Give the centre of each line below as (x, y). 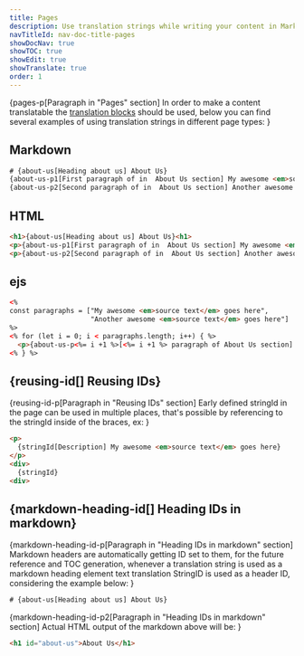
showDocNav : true (42, 43)
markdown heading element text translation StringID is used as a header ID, (150, 574)
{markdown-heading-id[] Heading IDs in (125, 509)
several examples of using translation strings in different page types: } (140, 121)
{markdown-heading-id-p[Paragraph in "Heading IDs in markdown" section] (152, 545)
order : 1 (26, 77)
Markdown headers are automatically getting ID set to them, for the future (147, 555)
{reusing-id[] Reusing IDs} (85, 381)
